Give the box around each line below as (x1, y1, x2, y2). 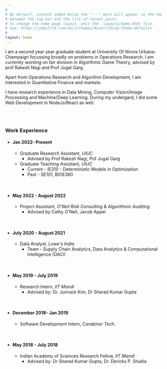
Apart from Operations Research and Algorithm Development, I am (5, 74, 142, 80)
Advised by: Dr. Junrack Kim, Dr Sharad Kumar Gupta (27, 289, 137, 295)
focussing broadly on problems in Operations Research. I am (29, 54, 154, 60)
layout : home (5, 35, 32, 40)
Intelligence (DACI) (27, 252, 66, 258)
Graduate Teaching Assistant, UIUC (19, 161, 93, 167)
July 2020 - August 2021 (12, 230, 66, 236)
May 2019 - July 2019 (12, 273, 58, 278)
